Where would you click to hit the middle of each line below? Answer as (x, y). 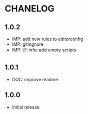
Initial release (25, 107)
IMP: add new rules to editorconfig (47, 39)
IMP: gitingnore (27, 44)
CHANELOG (29, 9)
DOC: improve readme (35, 79)
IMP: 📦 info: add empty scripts (44, 50)
